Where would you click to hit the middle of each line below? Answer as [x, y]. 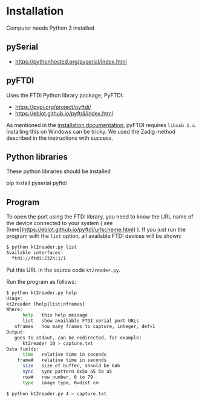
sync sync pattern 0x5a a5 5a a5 [67, 372]
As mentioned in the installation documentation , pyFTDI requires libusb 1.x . [101, 125]
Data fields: [23, 349]
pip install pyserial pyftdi [37, 183]
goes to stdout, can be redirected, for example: [78, 338]
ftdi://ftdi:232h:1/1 [39, 258]
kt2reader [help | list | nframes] [46, 304]
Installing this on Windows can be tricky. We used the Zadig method [91, 131]
